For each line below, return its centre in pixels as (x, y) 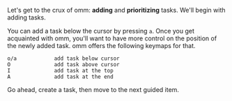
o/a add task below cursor (63, 59)
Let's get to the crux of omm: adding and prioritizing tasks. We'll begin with (116, 10)
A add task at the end (60, 77)
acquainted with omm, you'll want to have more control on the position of (112, 38)
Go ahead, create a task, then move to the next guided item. (93, 90)
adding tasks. (27, 17)
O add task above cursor (63, 65)
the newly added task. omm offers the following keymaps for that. (102, 46)
